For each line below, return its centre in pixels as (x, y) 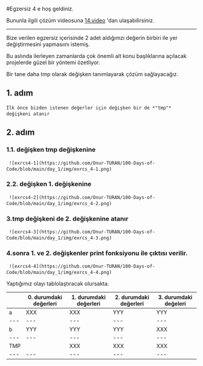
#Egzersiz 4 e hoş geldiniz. (40, 9)
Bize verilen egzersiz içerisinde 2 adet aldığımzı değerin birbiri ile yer (92, 38)
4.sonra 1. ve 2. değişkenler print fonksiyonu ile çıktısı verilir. (97, 253)
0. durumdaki (45, 297)
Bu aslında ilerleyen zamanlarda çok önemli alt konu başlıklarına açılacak (97, 56)
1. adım (20, 93)
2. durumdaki (132, 297)
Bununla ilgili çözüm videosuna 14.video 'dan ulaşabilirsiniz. (80, 20)
